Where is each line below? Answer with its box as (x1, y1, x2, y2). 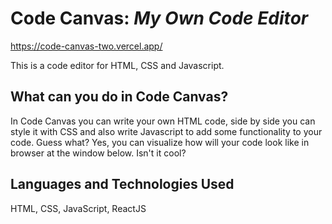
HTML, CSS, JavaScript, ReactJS (10, 202, 147, 214)
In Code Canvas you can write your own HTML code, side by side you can (10, 115, 316, 127)
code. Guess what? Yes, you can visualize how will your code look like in (10, 136, 310, 148)
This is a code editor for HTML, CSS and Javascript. (10, 59, 225, 71)
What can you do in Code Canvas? (10, 88, 229, 106)
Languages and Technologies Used (10, 176, 235, 193)
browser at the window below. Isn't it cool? (10, 147, 187, 159)
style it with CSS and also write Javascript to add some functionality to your (10, 125, 323, 137)
